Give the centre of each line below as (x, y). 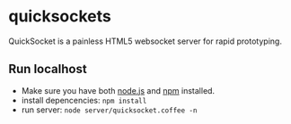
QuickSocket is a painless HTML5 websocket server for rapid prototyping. (145, 41)
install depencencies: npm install (84, 100)
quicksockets (60, 17)
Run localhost (48, 69)
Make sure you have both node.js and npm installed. (118, 90)
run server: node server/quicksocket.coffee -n (109, 110)
